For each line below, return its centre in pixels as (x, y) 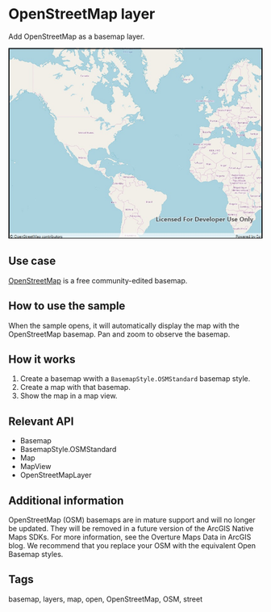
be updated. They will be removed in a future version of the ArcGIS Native (131, 528)
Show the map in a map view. (69, 396)
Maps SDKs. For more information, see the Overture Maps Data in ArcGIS (130, 537)
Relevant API (41, 421)
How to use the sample (67, 306)
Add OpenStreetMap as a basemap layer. (77, 36)
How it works (42, 359)
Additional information (66, 500)
